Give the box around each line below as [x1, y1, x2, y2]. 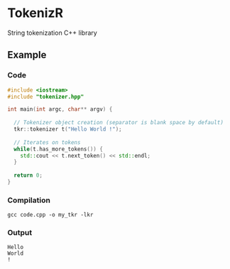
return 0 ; [13, 172, 43, 179]
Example [7, 49, 47, 61]
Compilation [7, 195, 51, 205]
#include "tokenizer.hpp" [7, 93, 84, 100]
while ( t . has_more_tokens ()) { [13, 146, 103, 153]
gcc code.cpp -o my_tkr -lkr [7, 212, 94, 219]
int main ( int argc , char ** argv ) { [7, 106, 113, 113]
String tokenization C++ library [7, 28, 97, 37]
